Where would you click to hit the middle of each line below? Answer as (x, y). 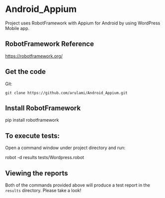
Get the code (26, 72)
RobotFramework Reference (50, 44)
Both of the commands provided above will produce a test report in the (78, 185)
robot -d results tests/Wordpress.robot (45, 158)
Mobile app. (17, 28)
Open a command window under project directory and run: (65, 148)
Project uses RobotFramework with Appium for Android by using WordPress (83, 23)
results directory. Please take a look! (43, 190)
